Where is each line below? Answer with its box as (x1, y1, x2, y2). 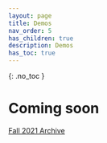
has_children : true (8, 34, 74, 43)
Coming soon (8, 100, 100, 117)
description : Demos (8, 42, 74, 50)
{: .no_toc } (8, 71, 45, 80)
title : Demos (8, 19, 52, 27)
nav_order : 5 (8, 27, 52, 35)
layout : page (8, 11, 52, 20)
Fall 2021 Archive (8, 125, 66, 135)
